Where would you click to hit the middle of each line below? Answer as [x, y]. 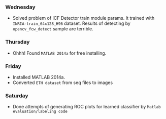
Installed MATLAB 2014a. [39, 77]
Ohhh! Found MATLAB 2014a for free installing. [59, 53]
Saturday [17, 96]
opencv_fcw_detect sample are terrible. [53, 29]
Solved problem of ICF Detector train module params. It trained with [84, 18]
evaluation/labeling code [40, 112]
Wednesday [20, 7]
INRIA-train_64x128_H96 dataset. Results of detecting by [72, 23]
